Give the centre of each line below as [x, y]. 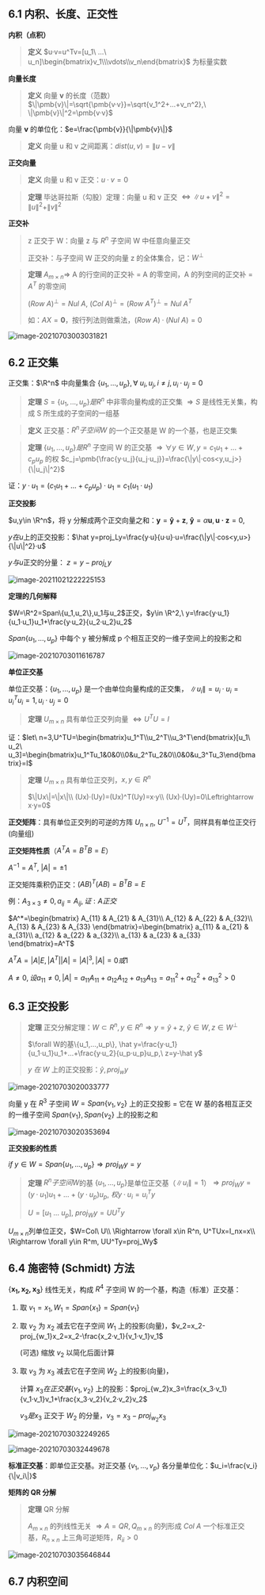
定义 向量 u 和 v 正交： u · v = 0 [78, 179]
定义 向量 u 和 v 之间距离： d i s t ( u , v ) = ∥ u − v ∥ [101, 146]
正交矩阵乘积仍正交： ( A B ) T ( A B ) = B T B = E [77, 884]
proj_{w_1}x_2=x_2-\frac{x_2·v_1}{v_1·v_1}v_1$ [91, 1336]
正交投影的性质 [32, 1148]
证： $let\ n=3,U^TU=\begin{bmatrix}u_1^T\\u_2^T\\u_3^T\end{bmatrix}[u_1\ [129, 737]
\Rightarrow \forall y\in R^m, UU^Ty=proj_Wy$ [83, 1241]
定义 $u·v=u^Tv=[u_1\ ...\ [67, 52]
